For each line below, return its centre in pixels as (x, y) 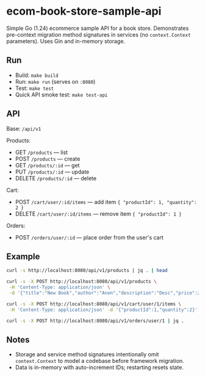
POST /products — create (48, 159)
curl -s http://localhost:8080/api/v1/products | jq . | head (87, 271)
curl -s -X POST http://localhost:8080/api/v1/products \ (81, 282)
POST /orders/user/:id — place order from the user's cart (89, 237)
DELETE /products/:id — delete (56, 178)
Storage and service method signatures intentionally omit (87, 354)
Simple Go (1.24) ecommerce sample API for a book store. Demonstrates (98, 28)
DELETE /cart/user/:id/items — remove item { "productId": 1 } (98, 214)
